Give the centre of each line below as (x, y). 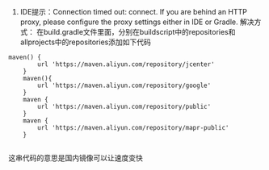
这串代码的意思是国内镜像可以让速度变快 (76, 158)
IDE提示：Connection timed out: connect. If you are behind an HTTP (134, 12)
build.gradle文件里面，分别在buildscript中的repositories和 (139, 32)
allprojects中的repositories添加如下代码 (85, 42)
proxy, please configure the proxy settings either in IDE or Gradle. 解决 (137, 22)
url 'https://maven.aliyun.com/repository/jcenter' (126, 64)
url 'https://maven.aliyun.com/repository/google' (124, 85)
